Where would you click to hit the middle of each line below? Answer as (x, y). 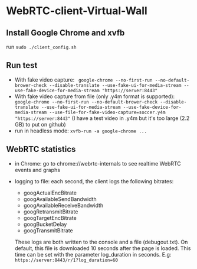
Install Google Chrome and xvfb (65, 33)
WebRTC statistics (41, 149)
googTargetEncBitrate (50, 218)
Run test (22, 65)
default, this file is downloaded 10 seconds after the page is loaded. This (103, 248)
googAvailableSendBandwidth (60, 199)
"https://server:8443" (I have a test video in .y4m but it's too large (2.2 (102, 118)
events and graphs (37, 170)
